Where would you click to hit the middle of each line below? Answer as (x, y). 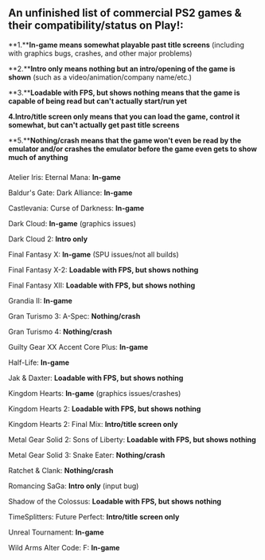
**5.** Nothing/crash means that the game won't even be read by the (125, 140)
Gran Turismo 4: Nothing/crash (60, 331)
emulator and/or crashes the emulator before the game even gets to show (132, 149)
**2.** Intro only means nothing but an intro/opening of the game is (122, 69)
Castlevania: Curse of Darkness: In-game (76, 208)
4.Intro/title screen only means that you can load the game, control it (124, 116)
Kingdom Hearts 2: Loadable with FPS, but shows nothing (105, 409)
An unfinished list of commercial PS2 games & (125, 13)
